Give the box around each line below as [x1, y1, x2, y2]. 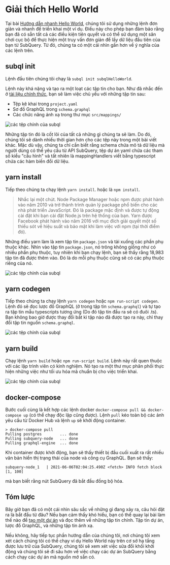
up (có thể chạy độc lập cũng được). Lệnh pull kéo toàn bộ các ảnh [23, 412, 164, 418]
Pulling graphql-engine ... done [5, 441, 79, 446]
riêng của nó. [5, 260, 33, 266]
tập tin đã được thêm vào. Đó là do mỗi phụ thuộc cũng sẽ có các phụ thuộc [5, 255, 164, 261]
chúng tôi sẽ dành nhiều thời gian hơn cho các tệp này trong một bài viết [5, 136, 157, 143]
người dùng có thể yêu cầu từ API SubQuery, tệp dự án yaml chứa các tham [5, 147, 163, 153]
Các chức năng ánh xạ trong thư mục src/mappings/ [12, 111, 122, 117]
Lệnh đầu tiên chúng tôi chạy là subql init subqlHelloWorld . [5, 75, 133, 82]
